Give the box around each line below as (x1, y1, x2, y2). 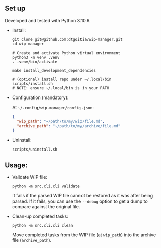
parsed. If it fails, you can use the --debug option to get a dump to (12, 198, 148, 204)
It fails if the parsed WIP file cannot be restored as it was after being (12, 193, 153, 199)
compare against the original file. (12, 204, 80, 210)
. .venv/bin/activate (12, 59, 57, 64)
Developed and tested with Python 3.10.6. (5, 17, 91, 23)
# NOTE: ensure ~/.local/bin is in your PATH (12, 85, 109, 90)
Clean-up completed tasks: (12, 213, 68, 219)
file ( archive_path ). (12, 237, 52, 243)
